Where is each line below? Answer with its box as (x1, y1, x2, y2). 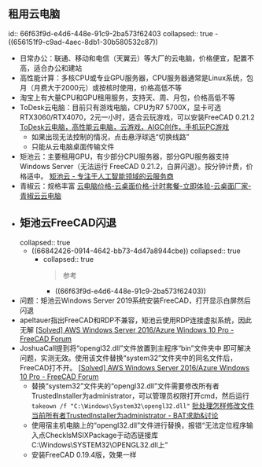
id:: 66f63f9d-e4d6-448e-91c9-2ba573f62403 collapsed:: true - (8, 28, 219, 38)
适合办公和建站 (33, 63, 83, 72)
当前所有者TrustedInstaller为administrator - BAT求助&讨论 (31, 410, 219, 420)
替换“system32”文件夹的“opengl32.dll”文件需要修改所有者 (31, 381, 220, 391)
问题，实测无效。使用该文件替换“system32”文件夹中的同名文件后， (19, 353, 238, 362)
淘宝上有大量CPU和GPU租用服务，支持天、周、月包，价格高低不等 (19, 93, 236, 102)
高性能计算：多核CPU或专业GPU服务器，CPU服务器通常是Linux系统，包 (19, 73, 254, 83)
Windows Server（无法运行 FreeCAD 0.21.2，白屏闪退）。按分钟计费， (19, 161, 246, 171)
